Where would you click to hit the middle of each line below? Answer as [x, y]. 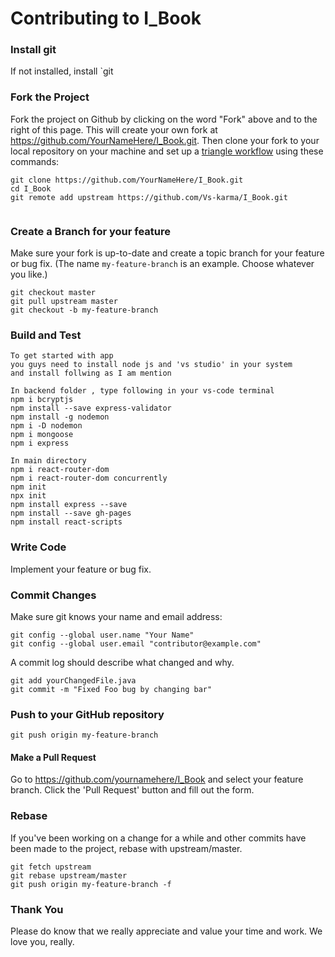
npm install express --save [69, 505]
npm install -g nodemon [60, 417]
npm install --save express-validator [91, 408]
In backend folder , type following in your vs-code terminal [142, 391]
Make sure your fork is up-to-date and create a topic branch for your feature [167, 253]
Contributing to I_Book [106, 18]
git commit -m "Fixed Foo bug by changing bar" [111, 689]
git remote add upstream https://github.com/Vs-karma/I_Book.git [149, 197]
